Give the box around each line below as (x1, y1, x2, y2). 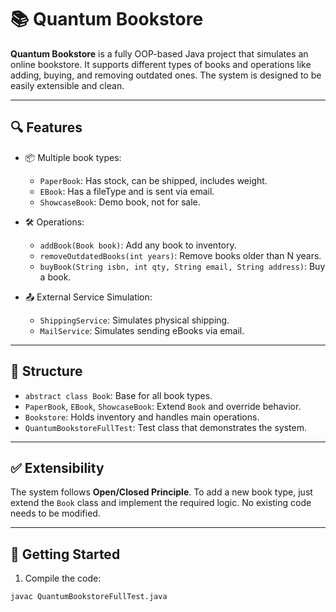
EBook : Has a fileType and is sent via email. (39, 185, 215, 197)
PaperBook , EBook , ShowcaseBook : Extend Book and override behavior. (24, 400, 302, 412)
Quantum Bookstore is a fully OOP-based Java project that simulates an (10, 47, 309, 60)
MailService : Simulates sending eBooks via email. (39, 324, 245, 336)
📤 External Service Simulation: (24, 291, 153, 303)
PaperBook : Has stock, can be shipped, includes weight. (39, 174, 268, 186)
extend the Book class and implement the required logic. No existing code (10, 497, 312, 509)
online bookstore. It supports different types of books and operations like (10, 58, 312, 70)
